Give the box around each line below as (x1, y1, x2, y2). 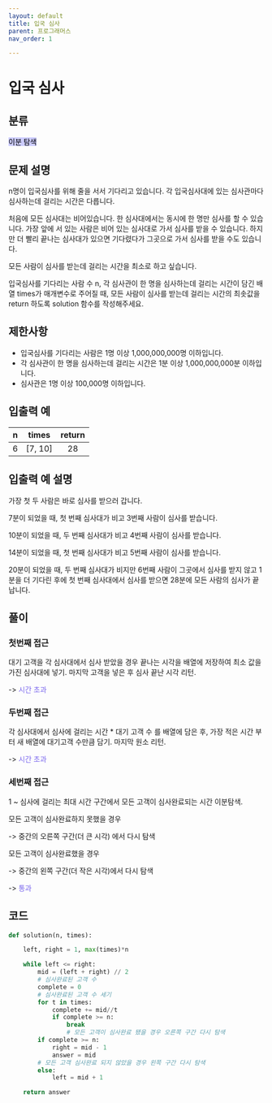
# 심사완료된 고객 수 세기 (37, 990, 112, 999)
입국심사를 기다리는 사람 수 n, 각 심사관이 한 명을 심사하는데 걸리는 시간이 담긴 (8, 279, 255, 288)
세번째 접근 (8, 776, 50, 788)
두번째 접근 (8, 707, 50, 719)
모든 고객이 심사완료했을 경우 (8, 848, 100, 858)
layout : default (8, 11, 63, 20)
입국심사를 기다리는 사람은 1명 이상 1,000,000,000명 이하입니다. (19, 348, 224, 357)
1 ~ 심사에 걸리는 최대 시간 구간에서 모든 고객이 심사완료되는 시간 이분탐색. (8, 797, 244, 807)
